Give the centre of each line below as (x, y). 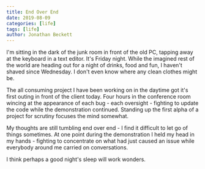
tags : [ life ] (23, 29)
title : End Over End (33, 12)
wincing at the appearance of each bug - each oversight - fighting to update (102, 103)
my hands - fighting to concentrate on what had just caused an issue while (100, 141)
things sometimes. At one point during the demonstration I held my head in (100, 135)
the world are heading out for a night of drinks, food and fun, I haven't (94, 66)
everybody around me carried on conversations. (67, 148)
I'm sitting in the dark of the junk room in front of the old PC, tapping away (100, 52)
